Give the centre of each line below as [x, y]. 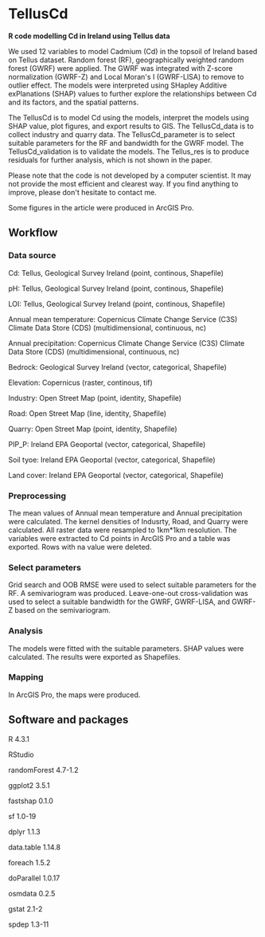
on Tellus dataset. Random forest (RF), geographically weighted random [126, 60]
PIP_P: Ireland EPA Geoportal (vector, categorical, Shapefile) [107, 444]
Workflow [33, 233]
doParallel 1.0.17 [34, 878]
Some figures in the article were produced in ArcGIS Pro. [101, 207]
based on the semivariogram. [63, 610]
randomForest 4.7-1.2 [43, 770]
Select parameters [45, 567]
